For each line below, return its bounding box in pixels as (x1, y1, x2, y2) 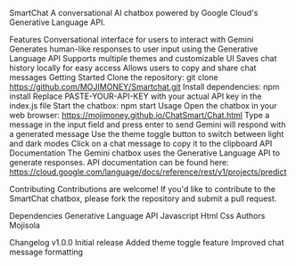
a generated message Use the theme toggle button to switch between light (9, 129, 284, 139)
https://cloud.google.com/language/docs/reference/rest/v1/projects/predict (9, 166, 287, 177)
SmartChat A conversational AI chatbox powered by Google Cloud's (9, 8, 259, 18)
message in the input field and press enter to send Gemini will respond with (9, 119, 286, 130)
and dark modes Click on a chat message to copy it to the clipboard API (9, 138, 273, 149)
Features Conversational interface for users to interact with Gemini (9, 35, 254, 44)
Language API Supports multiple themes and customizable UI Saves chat (9, 53, 277, 63)
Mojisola (9, 220, 40, 230)
